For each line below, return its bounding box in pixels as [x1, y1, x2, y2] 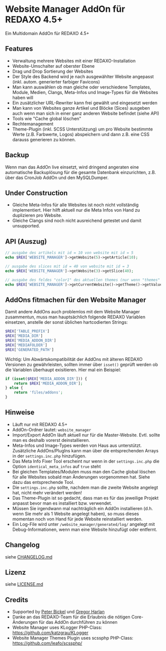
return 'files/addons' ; [14, 390, 63, 395]
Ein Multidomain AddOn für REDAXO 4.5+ [5, 30, 89, 36]
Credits [5, 596, 29, 604]
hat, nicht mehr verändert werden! [12, 489, 83, 495]
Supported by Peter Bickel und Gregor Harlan [12, 609, 105, 615]
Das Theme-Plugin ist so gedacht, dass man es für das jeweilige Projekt [12, 495, 159, 501]
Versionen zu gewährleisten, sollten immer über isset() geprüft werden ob [5, 361, 158, 367]
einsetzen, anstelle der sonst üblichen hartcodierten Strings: [5, 319, 128, 325]
